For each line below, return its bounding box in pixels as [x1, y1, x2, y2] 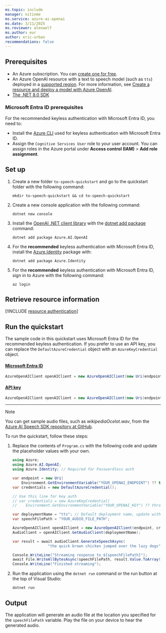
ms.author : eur [5, 30, 37, 35]
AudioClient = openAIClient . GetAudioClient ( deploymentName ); [12, 530, 141, 535]
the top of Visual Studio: [12, 576, 62, 582]
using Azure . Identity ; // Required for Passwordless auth [12, 467, 134, 472]
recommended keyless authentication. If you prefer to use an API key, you [5, 341, 156, 347]
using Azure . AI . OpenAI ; [12, 462, 62, 467]
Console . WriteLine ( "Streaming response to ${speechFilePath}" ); [12, 553, 148, 557]
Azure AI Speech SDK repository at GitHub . [5, 424, 93, 430]
